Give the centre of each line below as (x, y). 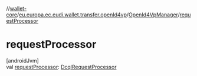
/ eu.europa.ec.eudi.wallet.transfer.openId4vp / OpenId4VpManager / (98, 15)
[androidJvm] (23, 60)
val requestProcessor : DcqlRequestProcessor (61, 67)
